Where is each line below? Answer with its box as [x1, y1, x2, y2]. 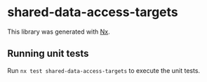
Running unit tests [7, 48, 89, 60]
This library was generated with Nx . [7, 27, 110, 36]
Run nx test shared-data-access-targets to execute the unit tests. [7, 66, 201, 74]
